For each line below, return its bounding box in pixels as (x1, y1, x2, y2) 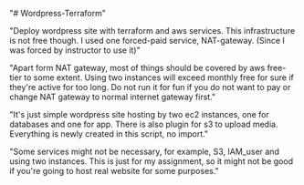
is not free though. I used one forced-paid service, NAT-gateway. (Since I (9, 36, 286, 46)
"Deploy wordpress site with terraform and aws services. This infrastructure (9, 26, 296, 36)
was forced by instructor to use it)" (9, 45, 141, 56)
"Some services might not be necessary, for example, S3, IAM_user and (9, 146, 280, 157)
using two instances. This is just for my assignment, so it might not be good (9, 156, 294, 167)
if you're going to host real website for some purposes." (9, 166, 219, 176)
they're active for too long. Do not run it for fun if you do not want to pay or (9, 82, 291, 92)
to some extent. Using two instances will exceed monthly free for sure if (24, 72, 294, 83)
